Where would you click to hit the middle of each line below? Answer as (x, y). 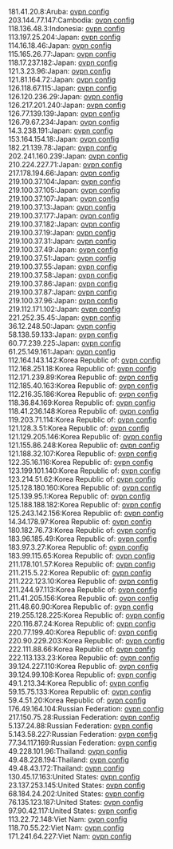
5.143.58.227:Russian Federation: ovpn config (83, 734)
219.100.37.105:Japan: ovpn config (64, 190)
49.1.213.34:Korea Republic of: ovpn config (79, 683)
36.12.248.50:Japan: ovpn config (62, 326)
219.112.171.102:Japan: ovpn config (65, 309)
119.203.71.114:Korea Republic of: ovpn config (83, 420)
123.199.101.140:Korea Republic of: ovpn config (85, 471)
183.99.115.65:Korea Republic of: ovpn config (82, 556)
